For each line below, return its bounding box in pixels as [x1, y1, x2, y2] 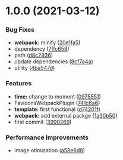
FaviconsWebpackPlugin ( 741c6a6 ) [14, 99, 100, 106]
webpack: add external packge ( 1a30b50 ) [14, 112, 118, 119]
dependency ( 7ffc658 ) [14, 45, 70, 53]
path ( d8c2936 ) [14, 52, 53, 59]
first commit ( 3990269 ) [14, 118, 72, 125]
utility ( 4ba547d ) [14, 64, 55, 72]
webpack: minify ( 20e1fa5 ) [14, 39, 81, 46]
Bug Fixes [5, 26, 35, 34]
